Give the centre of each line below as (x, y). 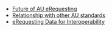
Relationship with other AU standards (58, 15)
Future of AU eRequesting (44, 9)
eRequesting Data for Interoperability (58, 22)
